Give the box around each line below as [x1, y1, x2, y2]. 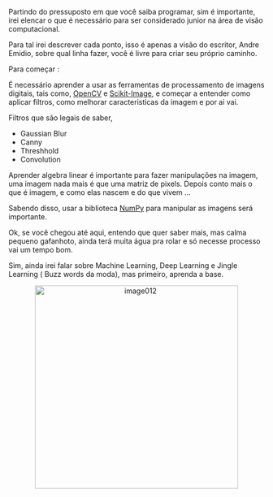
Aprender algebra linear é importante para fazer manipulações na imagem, [8, 171, 258, 179]
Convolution [19, 154, 61, 164]
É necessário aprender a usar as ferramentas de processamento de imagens [8, 80, 265, 89]
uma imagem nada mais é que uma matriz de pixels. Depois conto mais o [8, 179, 253, 188]
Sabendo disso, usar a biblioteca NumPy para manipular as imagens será [8, 203, 253, 213]
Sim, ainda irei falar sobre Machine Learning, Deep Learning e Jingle [8, 261, 238, 270]
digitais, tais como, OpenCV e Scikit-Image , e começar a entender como [8, 89, 251, 98]
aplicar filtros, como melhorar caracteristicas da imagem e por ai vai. [8, 97, 239, 106]
